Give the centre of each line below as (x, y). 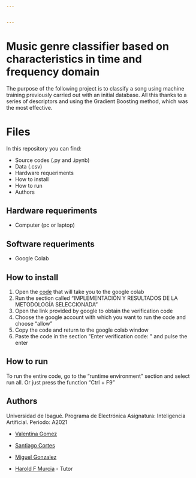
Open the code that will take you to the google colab (79, 292)
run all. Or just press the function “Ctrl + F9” (61, 382)
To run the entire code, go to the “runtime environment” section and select (98, 376)
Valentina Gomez (36, 434)
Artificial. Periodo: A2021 (37, 422)
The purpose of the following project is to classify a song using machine (95, 88)
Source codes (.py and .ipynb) (52, 160)
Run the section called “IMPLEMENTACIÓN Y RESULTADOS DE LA (96, 298)
